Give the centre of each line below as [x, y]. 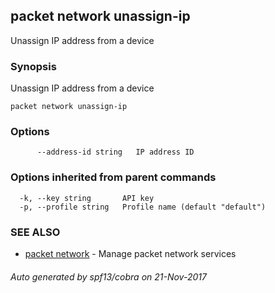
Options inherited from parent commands [113, 177]
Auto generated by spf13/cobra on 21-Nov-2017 [108, 276]
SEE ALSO [35, 232]
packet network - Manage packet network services [130, 253]
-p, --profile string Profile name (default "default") [143, 207]
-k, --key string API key [87, 198]
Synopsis [33, 66]
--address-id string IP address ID [115, 152]
